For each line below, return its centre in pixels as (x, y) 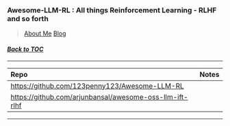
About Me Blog (45, 33)
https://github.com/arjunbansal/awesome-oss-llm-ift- (99, 97)
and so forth (28, 18)
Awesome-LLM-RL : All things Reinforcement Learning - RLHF (112, 10)
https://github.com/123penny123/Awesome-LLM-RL (97, 86)
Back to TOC (25, 49)
